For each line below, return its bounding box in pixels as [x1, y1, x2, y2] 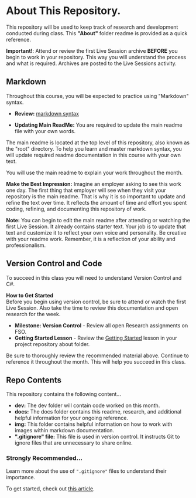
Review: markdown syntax [14, 110, 79, 117]
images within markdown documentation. [14, 427, 115, 434]
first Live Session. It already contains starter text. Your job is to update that [6, 223, 186, 230]
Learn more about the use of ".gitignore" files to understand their [6, 467, 167, 475]
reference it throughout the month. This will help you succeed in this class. [6, 358, 186, 365]
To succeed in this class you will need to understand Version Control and [6, 274, 182, 281]
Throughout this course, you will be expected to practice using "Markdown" [6, 92, 189, 99]
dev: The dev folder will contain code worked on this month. [14, 402, 160, 409]
